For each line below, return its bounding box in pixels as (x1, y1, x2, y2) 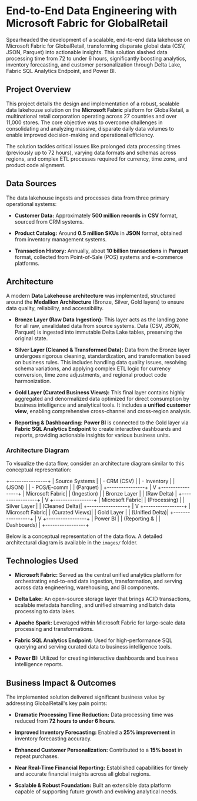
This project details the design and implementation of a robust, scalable (6, 100, 180, 107)
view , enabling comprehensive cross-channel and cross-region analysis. (14, 408, 192, 415)
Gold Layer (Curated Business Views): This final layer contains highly (14, 389, 185, 396)
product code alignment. (6, 161, 66, 168)
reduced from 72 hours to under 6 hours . (14, 717, 116, 724)
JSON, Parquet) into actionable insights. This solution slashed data (6, 48, 168, 55)
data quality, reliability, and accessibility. (6, 305, 104, 312)
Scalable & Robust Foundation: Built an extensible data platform (14, 782, 171, 789)
